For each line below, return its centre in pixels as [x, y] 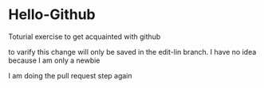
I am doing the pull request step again [71, 75]
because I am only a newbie [54, 60]
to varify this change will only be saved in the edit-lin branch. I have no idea [132, 52]
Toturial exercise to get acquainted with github [85, 36]
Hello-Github [52, 15]
